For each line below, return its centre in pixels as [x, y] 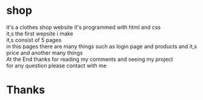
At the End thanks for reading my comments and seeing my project [90, 59]
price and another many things [45, 52]
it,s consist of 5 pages [34, 40]
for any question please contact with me [57, 65]
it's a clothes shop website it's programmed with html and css [84, 27]
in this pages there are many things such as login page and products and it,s [102, 46]
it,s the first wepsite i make [40, 33]
